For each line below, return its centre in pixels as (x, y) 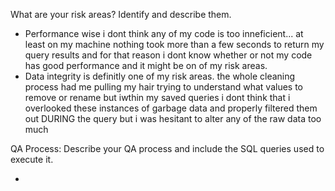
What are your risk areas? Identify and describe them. (121, 14)
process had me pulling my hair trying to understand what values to (164, 87)
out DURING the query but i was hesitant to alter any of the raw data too (173, 118)
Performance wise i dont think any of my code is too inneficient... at (164, 33)
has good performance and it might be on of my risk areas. (146, 65)
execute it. (32, 159)
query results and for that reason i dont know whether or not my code (168, 55)
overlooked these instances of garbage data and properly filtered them (171, 108)
